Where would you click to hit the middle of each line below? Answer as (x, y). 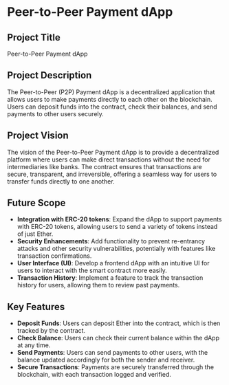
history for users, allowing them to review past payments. (98, 285)
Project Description (50, 75)
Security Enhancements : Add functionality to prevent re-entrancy (111, 241)
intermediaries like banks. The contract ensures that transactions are (105, 166)
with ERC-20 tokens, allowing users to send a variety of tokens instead (117, 227)
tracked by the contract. (51, 331)
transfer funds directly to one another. (61, 181)
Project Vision (38, 136)
